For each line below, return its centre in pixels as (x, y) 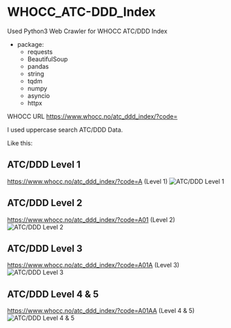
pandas (38, 66)
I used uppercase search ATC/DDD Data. (65, 130)
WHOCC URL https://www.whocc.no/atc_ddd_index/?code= (92, 116)
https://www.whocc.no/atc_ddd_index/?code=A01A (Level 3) (93, 265)
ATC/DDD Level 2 (45, 203)
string (36, 74)
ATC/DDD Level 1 (44, 165)
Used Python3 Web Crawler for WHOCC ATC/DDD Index (87, 31)
